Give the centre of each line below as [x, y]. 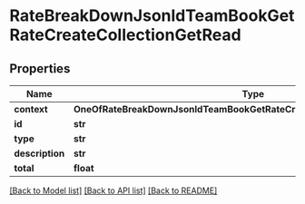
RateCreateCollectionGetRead [126, 35]
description [39, 153]
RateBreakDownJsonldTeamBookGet [152, 16]
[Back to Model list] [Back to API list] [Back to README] [113, 190]
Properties [40, 68]
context [31, 109]
